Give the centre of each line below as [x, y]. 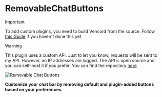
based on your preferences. [34, 89]
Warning [13, 46]
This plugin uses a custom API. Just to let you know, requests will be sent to [81, 55]
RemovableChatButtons [54, 8]
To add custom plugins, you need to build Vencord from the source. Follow [80, 31]
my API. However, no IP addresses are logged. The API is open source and [80, 60]
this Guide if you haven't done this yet [43, 36]
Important [15, 22]
